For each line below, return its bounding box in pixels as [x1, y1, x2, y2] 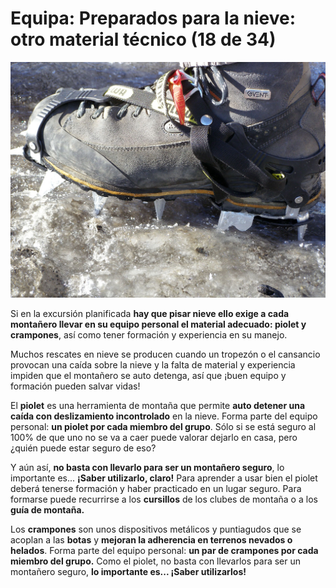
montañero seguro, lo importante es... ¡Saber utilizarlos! [10, 566, 247, 578]
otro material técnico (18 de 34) [10, 28, 277, 51]
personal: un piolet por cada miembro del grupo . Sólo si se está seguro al [10, 421, 317, 433]
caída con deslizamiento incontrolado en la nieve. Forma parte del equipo [10, 410, 318, 422]
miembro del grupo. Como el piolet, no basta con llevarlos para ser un [10, 555, 302, 567]
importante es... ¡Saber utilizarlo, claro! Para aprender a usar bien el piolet [10, 472, 318, 484]
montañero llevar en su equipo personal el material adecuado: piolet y [10, 318, 307, 331]
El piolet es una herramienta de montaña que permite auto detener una [10, 400, 306, 412]
